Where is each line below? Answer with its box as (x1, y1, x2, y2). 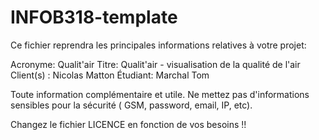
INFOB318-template (10, 6, 178, 29)
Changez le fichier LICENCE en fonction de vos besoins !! (10, 118, 247, 130)
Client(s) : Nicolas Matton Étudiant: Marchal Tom (10, 69, 210, 81)
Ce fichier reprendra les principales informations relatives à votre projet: (10, 39, 307, 51)
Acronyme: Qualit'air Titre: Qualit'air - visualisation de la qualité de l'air (10, 58, 301, 70)
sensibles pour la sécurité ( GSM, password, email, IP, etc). (10, 99, 253, 111)
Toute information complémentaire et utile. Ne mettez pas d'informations (10, 88, 310, 100)
